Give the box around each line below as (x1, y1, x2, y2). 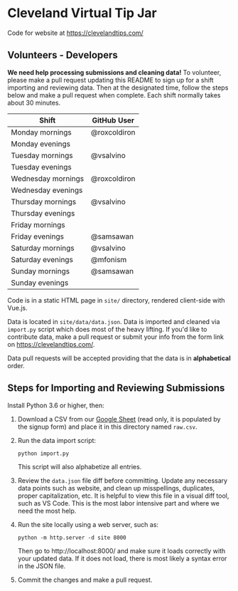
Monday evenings (11, 139, 71, 149)
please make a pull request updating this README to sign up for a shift (7, 75, 215, 84)
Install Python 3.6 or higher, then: (7, 401, 104, 409)
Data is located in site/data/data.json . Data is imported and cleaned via (7, 317, 220, 325)
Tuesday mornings (11, 150, 73, 160)
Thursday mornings (11, 197, 77, 206)
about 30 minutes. (7, 98, 61, 107)
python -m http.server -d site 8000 (17, 534, 126, 541)
